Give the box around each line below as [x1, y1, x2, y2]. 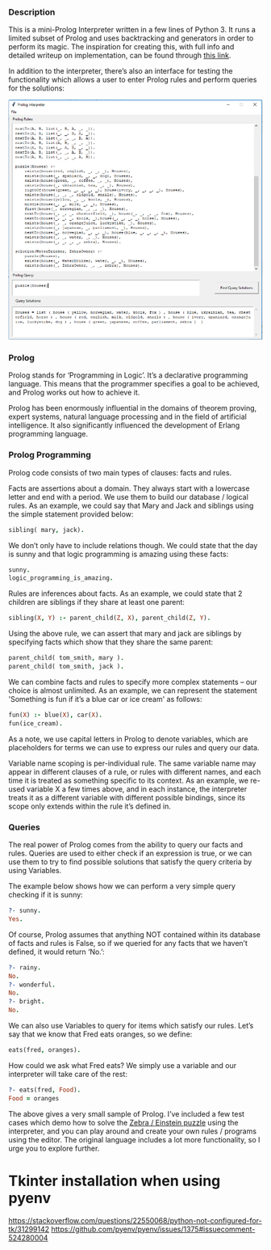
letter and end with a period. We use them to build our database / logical [8, 492, 248, 501]
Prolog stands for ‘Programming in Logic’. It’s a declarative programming [8, 370, 248, 380]
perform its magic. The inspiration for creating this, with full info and [8, 42, 235, 52]
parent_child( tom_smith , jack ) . [8, 662, 125, 671]
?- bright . [8, 998, 45, 1006]
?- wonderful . [8, 981, 56, 989]
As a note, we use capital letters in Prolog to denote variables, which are [8, 734, 248, 744]
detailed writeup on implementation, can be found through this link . [8, 51, 231, 61]
